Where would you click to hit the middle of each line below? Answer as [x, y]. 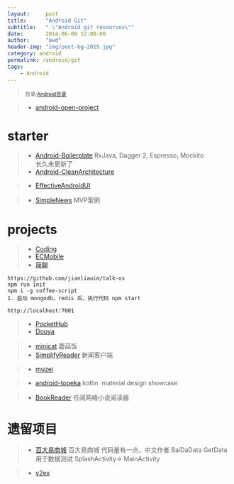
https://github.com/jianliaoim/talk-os [66, 279]
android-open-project [67, 107]
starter [28, 136]
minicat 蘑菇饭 [56, 346]
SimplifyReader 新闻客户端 [74, 355]
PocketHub [52, 324]
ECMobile [49, 257]
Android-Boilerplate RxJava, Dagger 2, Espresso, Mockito [119, 155]
